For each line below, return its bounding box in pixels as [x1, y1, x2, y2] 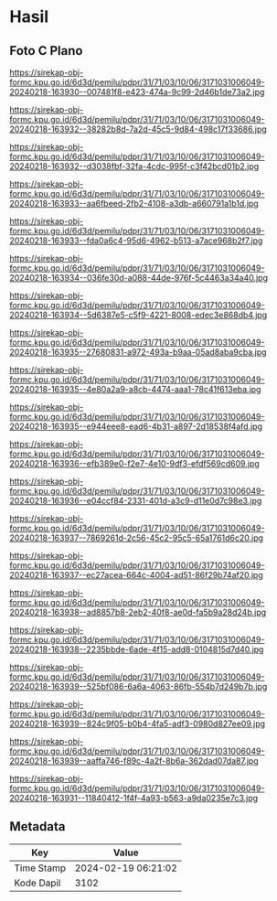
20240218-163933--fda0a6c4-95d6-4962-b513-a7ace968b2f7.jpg [9, 235, 263, 246]
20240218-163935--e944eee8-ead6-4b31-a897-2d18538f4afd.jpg [9, 421, 263, 432]
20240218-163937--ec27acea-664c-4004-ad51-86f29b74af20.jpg [9, 570, 263, 580]
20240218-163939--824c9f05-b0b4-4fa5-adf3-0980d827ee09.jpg [9, 718, 266, 729]
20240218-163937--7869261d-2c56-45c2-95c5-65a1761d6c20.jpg [9, 532, 263, 543]
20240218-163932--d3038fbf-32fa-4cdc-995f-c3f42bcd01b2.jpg [9, 161, 260, 171]
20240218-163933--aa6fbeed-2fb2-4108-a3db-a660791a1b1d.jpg [9, 198, 259, 209]
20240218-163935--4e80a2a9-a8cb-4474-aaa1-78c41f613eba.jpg [9, 384, 261, 394]
